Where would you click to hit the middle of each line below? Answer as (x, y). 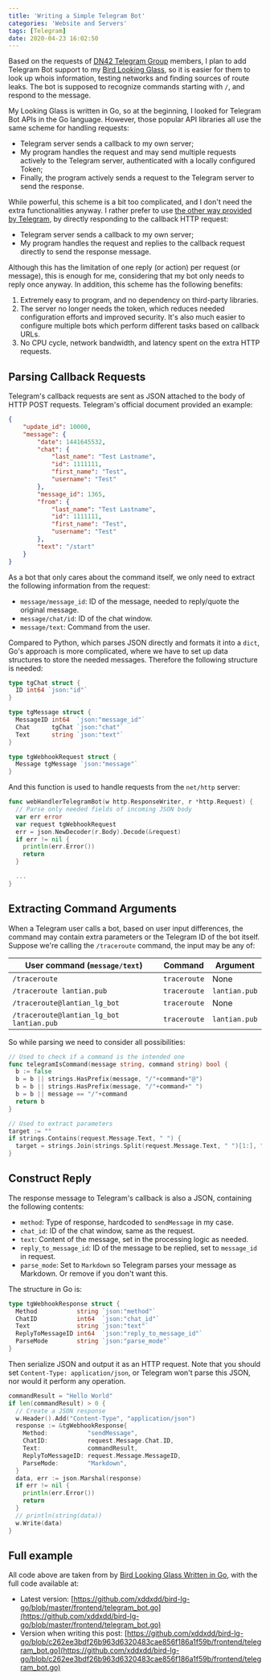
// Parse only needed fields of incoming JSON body (104, 810)
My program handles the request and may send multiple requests (128, 152)
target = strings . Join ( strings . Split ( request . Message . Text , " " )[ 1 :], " (140, 1146)
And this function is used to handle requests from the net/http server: (125, 787)
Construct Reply (50, 1179)
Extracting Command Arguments (92, 909)
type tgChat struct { (45, 683)
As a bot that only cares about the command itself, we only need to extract (132, 577)
